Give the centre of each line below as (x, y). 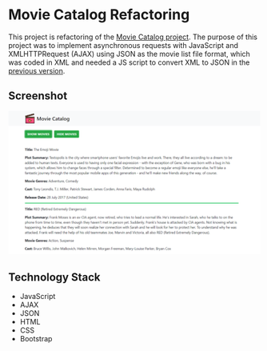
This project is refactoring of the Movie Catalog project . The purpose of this (133, 37)
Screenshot (38, 96)
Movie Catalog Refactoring (99, 15)
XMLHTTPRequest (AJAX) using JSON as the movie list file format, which (129, 54)
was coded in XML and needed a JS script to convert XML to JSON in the (129, 62)
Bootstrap (36, 339)
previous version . (37, 70)
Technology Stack (54, 277)
